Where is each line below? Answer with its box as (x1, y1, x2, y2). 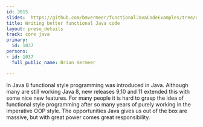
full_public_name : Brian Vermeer (11, 59, 96, 65)
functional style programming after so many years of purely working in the (6, 100, 192, 108)
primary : (6, 37, 28, 43)
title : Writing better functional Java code (6, 20, 120, 26)
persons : (6, 48, 28, 54)
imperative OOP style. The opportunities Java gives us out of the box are (6, 107, 187, 114)
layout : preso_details (6, 25, 63, 32)
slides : (6, 15, 26, 21)
